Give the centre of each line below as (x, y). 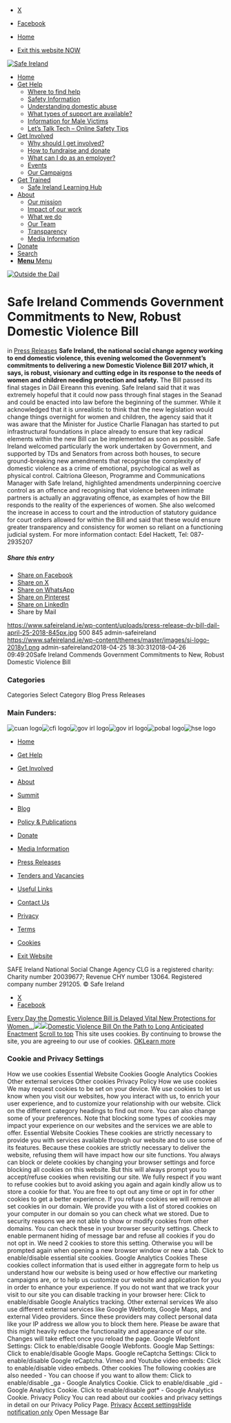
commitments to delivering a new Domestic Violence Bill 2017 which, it (110, 365)
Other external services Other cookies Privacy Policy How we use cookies (112, 1081)
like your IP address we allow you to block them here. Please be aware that (113, 1323)
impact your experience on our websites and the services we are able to (110, 1125)
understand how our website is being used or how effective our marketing (112, 1272)
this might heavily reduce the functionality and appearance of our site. (107, 1331)
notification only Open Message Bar (58, 1412)
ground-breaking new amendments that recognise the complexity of (104, 461)
